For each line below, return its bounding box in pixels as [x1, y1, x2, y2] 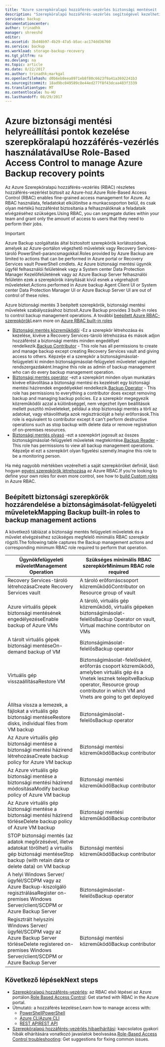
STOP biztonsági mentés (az [7, 832, 73, 839]
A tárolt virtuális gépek [7, 636, 60, 643]
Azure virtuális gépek [7, 604, 57, 610]
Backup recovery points [5, 168, 105, 179]
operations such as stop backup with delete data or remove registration [12, 422, 157, 428]
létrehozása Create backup [7, 753, 69, 759]
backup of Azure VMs [7, 622, 58, 629]
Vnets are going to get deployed [80, 693, 154, 700]
